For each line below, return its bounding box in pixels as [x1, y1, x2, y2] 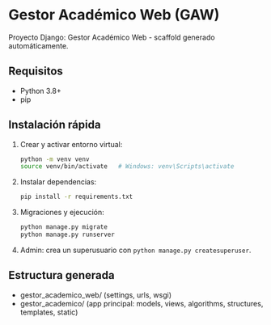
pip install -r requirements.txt [19, 192, 133, 201]
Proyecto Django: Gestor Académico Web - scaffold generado [8, 32, 216, 42]
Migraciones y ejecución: [19, 208, 104, 217]
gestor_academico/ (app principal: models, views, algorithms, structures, [19, 298, 264, 308]
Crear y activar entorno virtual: [19, 139, 123, 149]
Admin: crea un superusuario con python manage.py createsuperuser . [19, 245, 252, 255]
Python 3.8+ [19, 86, 62, 95]
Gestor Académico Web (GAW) [8, 6, 220, 24]
